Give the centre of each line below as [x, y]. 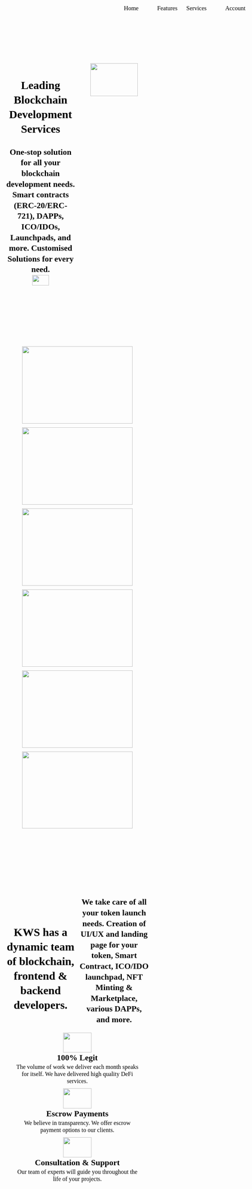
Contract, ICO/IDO [114, 966]
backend [40, 990]
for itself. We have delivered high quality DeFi [77, 1074]
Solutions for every [41, 258]
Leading [41, 85]
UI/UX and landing [114, 934]
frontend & [41, 976]
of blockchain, [41, 961]
